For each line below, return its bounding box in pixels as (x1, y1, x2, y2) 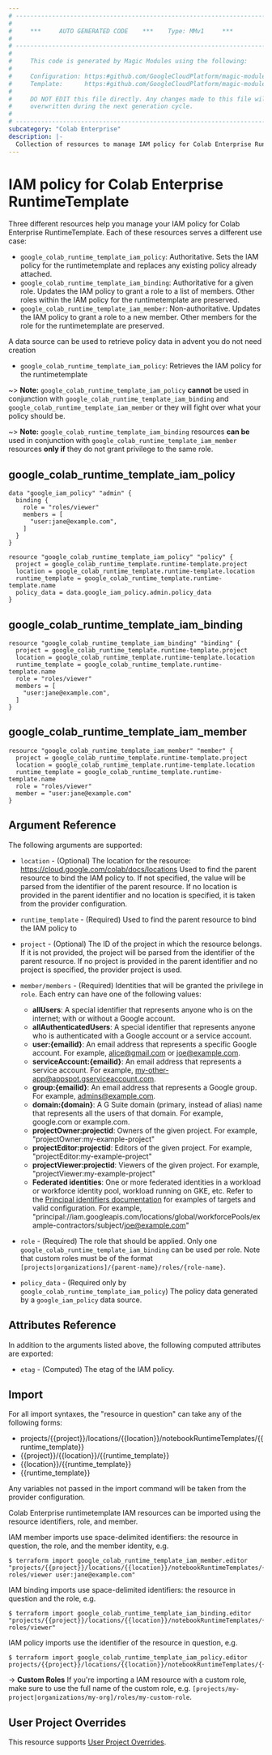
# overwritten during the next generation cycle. (8, 102, 194, 110)
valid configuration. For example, (32, 1202, 142, 1213)
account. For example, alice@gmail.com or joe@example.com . (32, 1047, 240, 1057)
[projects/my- (192, 1685, 240, 1693)
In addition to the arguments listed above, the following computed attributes (8, 1340, 261, 1349)
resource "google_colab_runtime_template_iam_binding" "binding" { (8, 639, 241, 647)
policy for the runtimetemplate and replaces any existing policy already (19, 260, 257, 270)
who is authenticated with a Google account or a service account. (32, 1030, 253, 1040)
